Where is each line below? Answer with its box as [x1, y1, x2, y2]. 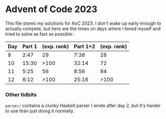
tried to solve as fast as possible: [5, 31, 74, 37]
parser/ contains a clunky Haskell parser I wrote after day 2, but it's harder [5, 102, 161, 109]
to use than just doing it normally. [5, 108, 75, 114]
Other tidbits [5, 91, 37, 98]
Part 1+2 [74, 43, 95, 50]
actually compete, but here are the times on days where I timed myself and [5, 25, 161, 31]
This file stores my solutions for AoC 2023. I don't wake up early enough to [5, 20, 161, 26]
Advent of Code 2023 [5, 4, 97, 15]
